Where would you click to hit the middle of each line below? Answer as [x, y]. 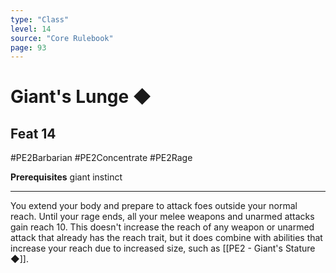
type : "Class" [40, 19]
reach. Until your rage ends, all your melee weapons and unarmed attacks [162, 217]
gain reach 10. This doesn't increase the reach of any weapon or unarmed [162, 227]
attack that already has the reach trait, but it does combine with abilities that [166, 238]
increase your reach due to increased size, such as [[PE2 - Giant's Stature [163, 248]
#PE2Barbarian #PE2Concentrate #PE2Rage [101, 158]
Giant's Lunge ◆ [81, 97]
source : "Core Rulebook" [62, 38]
